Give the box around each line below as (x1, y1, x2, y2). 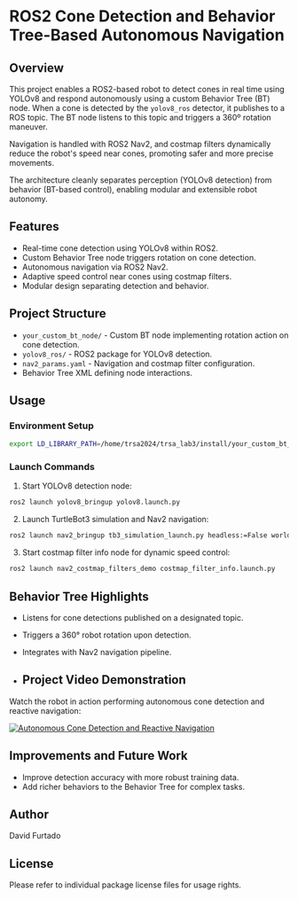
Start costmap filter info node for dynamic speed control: (21, 547, 231, 558)
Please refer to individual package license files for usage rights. (9, 879, 242, 890)
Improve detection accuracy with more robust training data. (21, 771, 239, 782)
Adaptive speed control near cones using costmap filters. (21, 270, 232, 281)
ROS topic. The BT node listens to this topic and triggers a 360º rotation (9, 113, 272, 122)
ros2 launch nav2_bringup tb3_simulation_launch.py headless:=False (9, 531, 268, 540)
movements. (9, 158, 55, 168)
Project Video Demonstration (21, 672, 186, 688)
